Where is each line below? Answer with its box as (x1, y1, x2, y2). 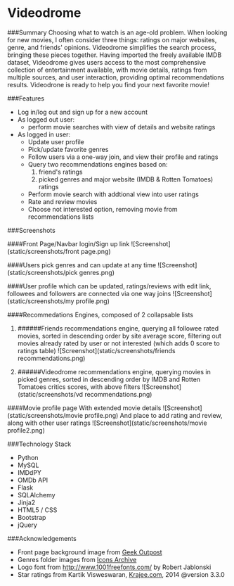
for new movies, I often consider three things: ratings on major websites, (7, 35, 217, 44)
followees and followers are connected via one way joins (7, 289, 171, 298)
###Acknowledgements (7, 534, 77, 542)
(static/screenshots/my (7, 297, 74, 305)
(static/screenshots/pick (7, 268, 78, 276)
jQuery (17, 521, 37, 529)
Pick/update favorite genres (27, 145, 109, 153)
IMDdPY (17, 468, 42, 476)
